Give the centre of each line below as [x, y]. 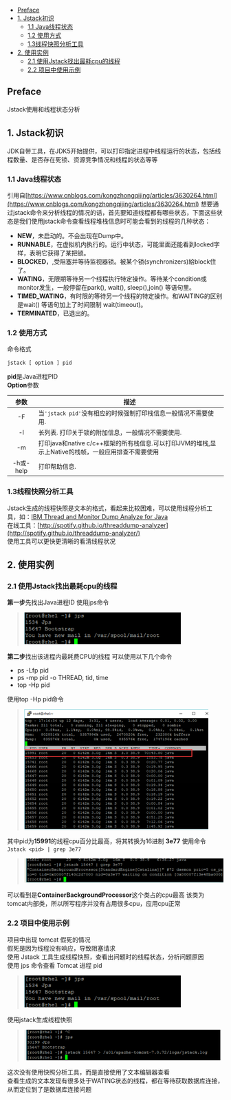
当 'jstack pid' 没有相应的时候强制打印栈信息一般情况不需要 [123, 413]
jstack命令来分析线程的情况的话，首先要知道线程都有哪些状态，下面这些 [114, 212]
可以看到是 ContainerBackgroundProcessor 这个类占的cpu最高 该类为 [106, 895]
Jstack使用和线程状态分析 [44, 109]
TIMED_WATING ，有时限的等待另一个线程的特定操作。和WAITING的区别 [120, 296]
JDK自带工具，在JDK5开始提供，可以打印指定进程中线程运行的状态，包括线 [114, 151]
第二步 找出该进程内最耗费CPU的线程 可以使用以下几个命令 [90, 657]
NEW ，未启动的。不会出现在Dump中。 [72, 235]
